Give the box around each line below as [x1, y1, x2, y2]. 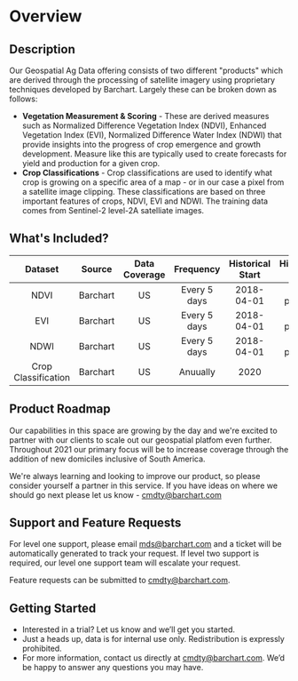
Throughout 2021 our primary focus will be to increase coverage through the [9, 444, 289, 454]
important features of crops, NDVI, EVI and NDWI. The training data [21, 196, 269, 206]
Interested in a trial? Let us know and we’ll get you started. [21, 624, 236, 635]
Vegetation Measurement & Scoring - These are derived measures [21, 111, 270, 121]
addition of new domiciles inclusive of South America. [9, 453, 206, 464]
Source [81, 262, 113, 275]
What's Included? [9, 231, 109, 246]
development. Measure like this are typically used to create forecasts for [21, 148, 287, 159]
